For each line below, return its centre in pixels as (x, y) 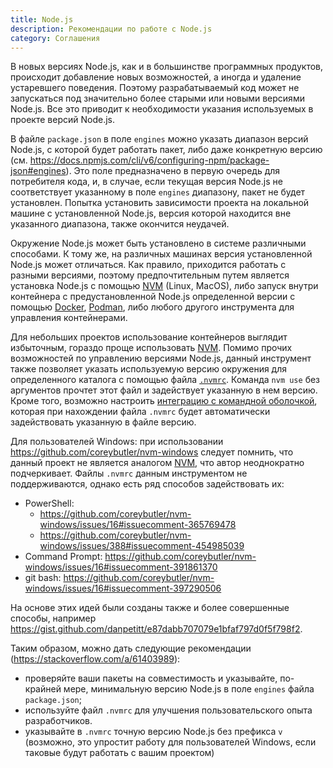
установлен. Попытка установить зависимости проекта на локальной (160, 203)
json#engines (38, 171)
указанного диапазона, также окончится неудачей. (120, 224)
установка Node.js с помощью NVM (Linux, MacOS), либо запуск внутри (164, 286)
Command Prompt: (63, 557)
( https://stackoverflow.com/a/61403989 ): (95, 659)
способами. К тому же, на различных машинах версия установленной (161, 254)
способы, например (53, 618)
